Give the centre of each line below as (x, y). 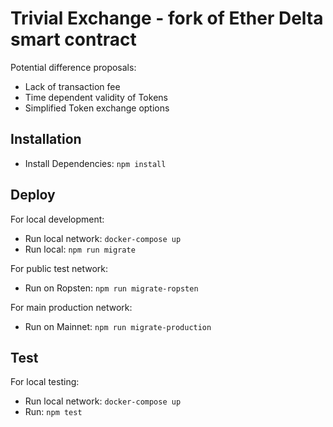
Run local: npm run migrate (80, 249)
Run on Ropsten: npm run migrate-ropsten (111, 288)
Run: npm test (53, 412)
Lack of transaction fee (72, 86)
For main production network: (71, 307)
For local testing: (45, 382)
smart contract (73, 39)
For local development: (57, 219)
